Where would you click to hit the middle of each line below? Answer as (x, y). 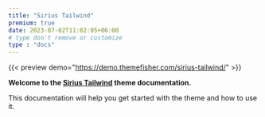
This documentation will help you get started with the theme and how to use (132, 98)
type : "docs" (32, 45)
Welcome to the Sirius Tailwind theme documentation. (100, 83)
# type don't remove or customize (66, 38)
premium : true (32, 23)
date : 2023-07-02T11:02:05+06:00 (64, 30)
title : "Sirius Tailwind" (51, 15)
